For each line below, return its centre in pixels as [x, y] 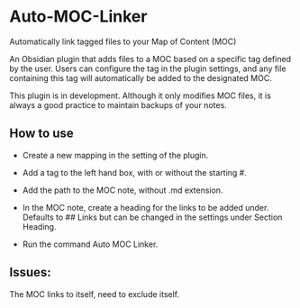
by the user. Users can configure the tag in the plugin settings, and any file [148, 68]
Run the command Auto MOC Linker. [90, 244]
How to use [41, 134]
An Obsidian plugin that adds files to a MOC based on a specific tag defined [150, 59]
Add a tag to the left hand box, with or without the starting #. [135, 172]
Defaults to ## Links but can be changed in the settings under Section [152, 217]
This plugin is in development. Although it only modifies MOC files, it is [141, 95]
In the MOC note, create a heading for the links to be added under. [145, 207]
